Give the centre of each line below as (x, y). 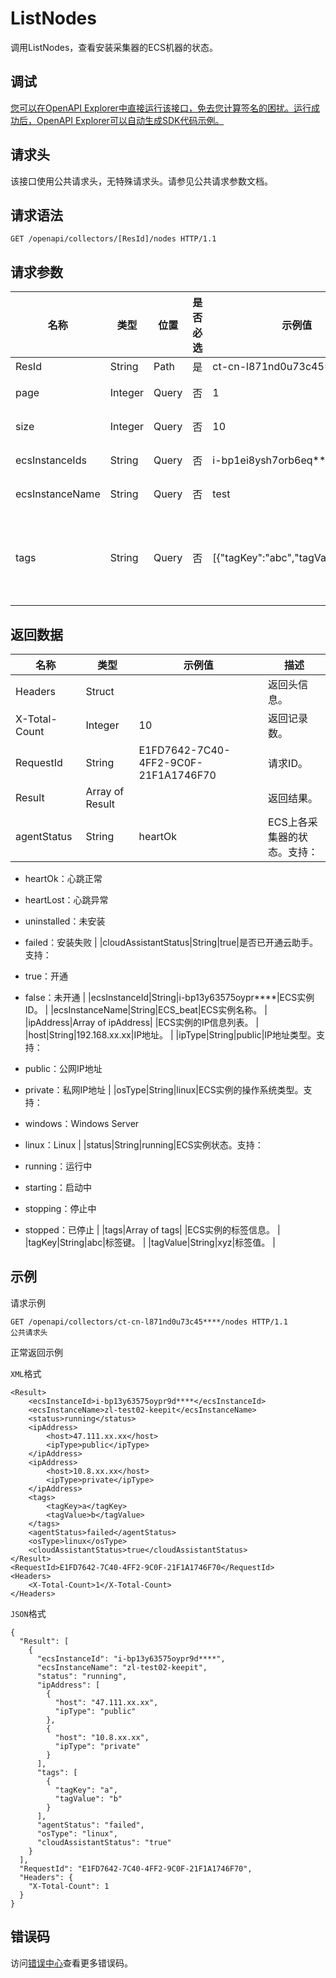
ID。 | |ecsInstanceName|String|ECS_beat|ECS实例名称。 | (146, 1010)
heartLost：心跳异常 (66, 900)
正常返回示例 (36, 1352)
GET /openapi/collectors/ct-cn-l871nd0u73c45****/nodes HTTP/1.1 (149, 1322)
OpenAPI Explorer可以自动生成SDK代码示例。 (130, 120)
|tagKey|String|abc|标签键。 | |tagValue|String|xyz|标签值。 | (150, 1242)
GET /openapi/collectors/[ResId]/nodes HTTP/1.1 (113, 239)
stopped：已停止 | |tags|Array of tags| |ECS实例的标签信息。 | (152, 1230)
